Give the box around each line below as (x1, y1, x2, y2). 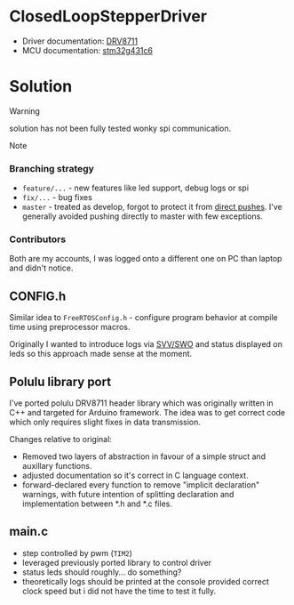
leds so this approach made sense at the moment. (9, 349, 193, 359)
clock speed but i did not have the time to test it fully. (21, 585, 217, 596)
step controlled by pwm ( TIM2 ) (21, 547, 133, 558)
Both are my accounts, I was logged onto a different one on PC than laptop (9, 254, 282, 264)
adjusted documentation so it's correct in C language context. (21, 470, 249, 481)
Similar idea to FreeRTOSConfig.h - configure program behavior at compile (9, 312, 278, 323)
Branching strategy (9, 162, 95, 174)
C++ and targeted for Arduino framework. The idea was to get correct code (9, 407, 286, 418)
